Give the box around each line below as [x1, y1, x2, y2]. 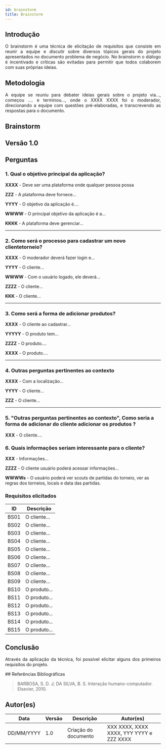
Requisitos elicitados [5, 492, 57, 499]
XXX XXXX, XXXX [107, 724, 148, 730]
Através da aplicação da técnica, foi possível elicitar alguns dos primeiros [5, 656, 161, 662]
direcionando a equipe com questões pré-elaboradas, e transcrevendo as [5, 103, 161, 108]
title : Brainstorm [5, 12, 43, 17]
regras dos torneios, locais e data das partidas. [5, 480, 101, 486]
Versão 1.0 [5, 139, 39, 147]
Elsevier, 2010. [17, 686, 47, 692]
